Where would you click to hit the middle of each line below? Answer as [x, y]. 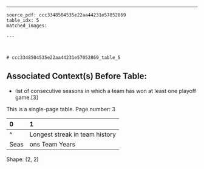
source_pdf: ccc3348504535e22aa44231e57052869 [66, 15]
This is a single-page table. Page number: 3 [61, 109]
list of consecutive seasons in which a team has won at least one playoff [105, 91]
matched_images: [27, 26]
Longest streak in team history [73, 134]
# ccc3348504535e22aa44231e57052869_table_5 [63, 58]
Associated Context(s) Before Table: [76, 76]
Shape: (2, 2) [23, 159]
